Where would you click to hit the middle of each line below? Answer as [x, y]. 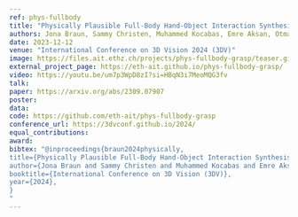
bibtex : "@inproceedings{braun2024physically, [97, 149]
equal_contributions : [49, 133]
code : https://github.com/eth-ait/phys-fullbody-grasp [113, 116]
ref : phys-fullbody [45, 17]
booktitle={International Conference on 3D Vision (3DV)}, [121, 174]
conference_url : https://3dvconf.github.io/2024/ [103, 125]
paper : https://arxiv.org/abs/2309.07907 [87, 91]
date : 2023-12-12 [41, 42]
